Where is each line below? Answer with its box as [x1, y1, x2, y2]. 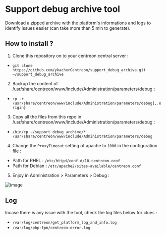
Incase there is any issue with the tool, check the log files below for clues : [5, 209, 157, 215]
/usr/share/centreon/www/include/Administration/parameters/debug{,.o [12, 101, 162, 106]
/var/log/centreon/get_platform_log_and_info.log [12, 220, 117, 225]
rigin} [12, 105, 26, 110]
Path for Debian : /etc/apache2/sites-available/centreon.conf [12, 163, 141, 169]
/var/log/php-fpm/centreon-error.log [12, 225, 91, 230]
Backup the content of [12, 80, 58, 86]
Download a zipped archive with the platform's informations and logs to [5, 20, 151, 26]
